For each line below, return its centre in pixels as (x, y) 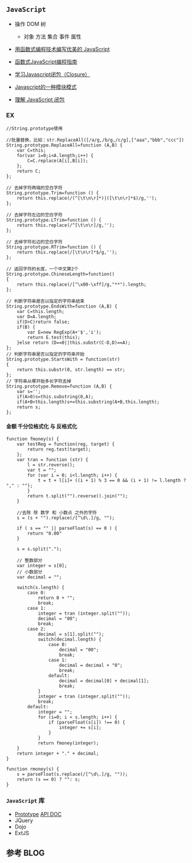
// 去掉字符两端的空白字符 (35, 188)
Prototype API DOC (38, 814)
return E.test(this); (54, 338)
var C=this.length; (41, 312)
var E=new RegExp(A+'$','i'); (64, 333)
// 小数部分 (30, 572)
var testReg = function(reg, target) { (66, 445)
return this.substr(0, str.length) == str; (71, 370)
